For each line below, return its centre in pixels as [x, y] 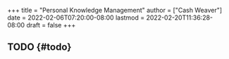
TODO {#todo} [39, 47]
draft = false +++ [51, 25]
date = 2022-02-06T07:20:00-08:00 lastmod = [76, 18]
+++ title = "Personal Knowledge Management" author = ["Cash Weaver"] [115, 10]
